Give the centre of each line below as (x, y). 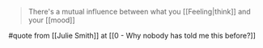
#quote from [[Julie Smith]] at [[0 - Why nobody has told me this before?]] (132, 36)
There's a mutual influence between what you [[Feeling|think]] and (139, 12)
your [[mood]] (51, 20)
